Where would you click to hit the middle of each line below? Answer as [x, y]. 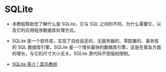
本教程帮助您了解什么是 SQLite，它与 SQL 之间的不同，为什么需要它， [84, 24]
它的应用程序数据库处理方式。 [47, 30]
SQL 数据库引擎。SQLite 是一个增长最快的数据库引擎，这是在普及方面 [90, 47]
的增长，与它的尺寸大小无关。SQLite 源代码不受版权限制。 [72, 53]
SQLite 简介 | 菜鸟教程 [35, 64]
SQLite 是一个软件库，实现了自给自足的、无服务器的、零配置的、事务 [83, 41]
